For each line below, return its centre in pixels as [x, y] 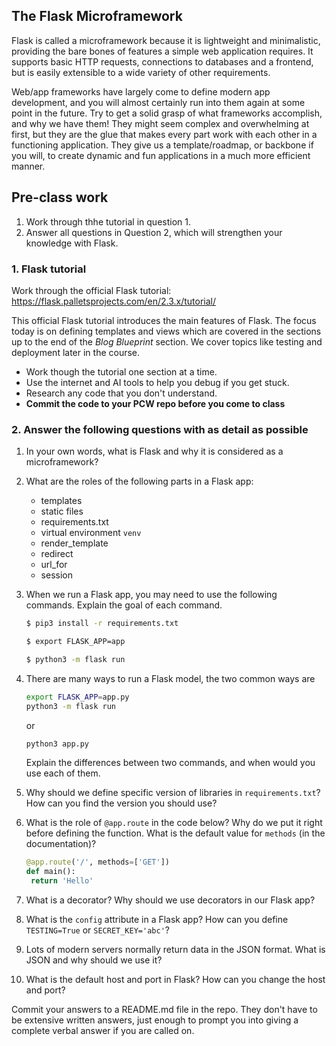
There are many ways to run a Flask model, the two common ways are [170, 678]
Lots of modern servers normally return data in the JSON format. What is [175, 950]
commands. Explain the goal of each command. [124, 605]
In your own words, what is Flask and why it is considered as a [154, 451]
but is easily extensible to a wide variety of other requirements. [141, 72]
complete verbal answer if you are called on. [103, 1031]
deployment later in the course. [76, 352]
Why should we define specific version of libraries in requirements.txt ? [173, 793]
